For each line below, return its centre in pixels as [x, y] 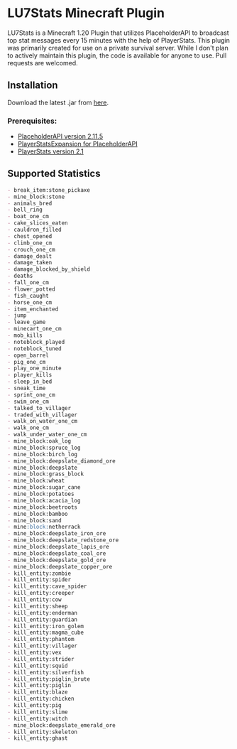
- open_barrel [28, 355]
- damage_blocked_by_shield [49, 269]
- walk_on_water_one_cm [43, 421]
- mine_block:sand [34, 520]
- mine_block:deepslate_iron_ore [57, 534]
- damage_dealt [30, 256]
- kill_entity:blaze [38, 692]
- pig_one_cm [27, 362]
